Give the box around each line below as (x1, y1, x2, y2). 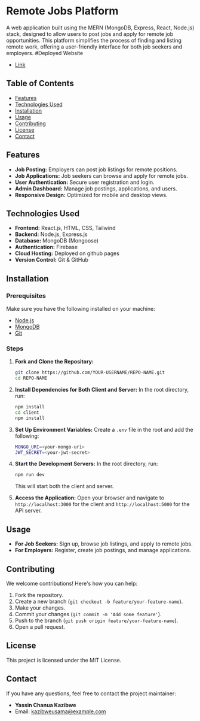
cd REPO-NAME (14, 375, 48, 381)
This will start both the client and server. (14, 483, 114, 490)
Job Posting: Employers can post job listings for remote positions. (14, 166, 178, 173)
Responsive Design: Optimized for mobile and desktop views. (14, 191, 168, 198)
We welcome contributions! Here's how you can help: (6, 580, 138, 587)
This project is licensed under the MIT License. (6, 656, 122, 664)
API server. (14, 507, 42, 514)
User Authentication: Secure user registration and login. (14, 178, 155, 186)
